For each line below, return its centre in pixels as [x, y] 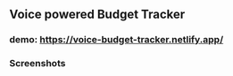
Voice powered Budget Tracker [97, 15]
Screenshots [37, 64]
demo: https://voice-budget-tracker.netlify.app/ [116, 40]
